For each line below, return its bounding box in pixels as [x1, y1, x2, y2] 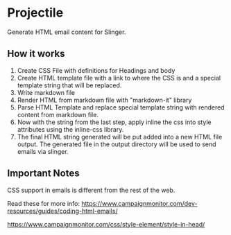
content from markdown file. [17, 110, 99, 119]
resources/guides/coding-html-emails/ [7, 207, 118, 215]
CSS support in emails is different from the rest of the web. [7, 186, 176, 194]
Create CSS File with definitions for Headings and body [17, 66, 176, 74]
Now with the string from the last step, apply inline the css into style [17, 118, 212, 126]
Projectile [7, 5, 64, 21]
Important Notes [7, 168, 80, 180]
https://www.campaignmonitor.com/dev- [80, 199, 198, 207]
